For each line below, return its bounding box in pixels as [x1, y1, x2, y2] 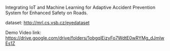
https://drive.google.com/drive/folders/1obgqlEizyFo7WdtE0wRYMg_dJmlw [5, 35, 165, 41]
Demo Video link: [5, 30, 41, 35]
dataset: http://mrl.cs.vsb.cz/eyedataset [5, 20, 90, 25]
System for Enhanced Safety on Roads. [5, 10, 88, 16]
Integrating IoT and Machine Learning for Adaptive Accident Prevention [5, 5, 156, 10]
